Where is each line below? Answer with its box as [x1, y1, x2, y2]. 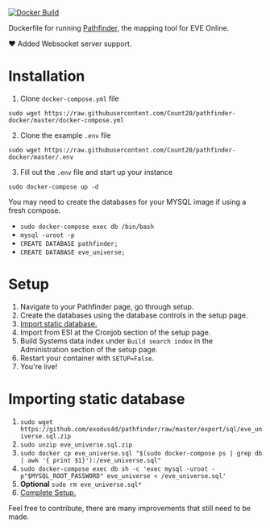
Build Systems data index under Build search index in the [19, 335, 214, 346]
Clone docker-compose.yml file [19, 94, 119, 103]
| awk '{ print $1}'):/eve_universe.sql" [19, 456, 161, 464]
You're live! [19, 361, 58, 371]
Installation [8, 67, 85, 85]
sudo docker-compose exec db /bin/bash [19, 222, 155, 231]
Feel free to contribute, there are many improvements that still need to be [8, 503, 251, 513]
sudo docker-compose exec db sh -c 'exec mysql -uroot [19, 464, 209, 473]
